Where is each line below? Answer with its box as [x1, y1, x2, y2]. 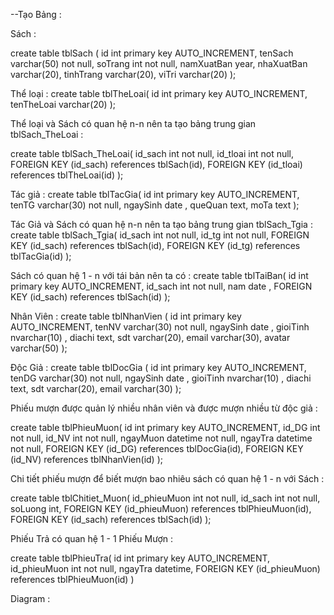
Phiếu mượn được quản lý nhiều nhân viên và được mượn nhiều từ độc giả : [10, 402, 318, 414]
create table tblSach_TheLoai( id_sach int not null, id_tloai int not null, [10, 148, 295, 159]
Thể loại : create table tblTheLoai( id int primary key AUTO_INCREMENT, [10, 88, 308, 99]
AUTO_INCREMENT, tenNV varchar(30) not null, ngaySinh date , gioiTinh [10, 321, 310, 333]
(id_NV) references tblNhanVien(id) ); [10, 454, 163, 465]
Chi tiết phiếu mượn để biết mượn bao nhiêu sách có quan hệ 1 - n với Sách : [10, 473, 325, 484]
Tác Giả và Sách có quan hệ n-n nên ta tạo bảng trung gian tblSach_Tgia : [10, 219, 313, 230]
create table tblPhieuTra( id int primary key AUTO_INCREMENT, [10, 552, 271, 564]
